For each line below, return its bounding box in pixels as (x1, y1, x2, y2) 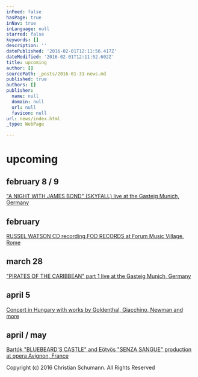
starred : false (6, 31, 45, 37)
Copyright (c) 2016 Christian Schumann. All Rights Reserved (6, 364, 155, 372)
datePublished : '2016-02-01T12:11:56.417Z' (6, 48, 117, 54)
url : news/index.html (6, 115, 61, 121)
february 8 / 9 (6, 176, 59, 187)
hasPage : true (6, 14, 42, 21)
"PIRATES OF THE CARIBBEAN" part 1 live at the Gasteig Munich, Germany (6, 272, 191, 280)
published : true (6, 76, 47, 82)
